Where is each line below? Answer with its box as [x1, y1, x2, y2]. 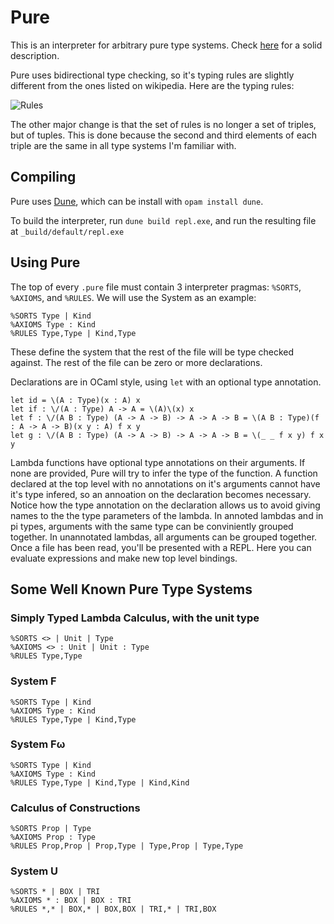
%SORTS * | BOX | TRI [10, 887, 101, 897]
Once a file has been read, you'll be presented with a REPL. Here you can [10, 541, 312, 553]
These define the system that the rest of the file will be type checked [10, 346, 295, 358]
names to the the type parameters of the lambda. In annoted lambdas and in [10, 509, 324, 521]
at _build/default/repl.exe [10, 225, 125, 237]
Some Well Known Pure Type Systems [10, 581, 253, 598]
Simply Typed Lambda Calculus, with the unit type [10, 611, 260, 625]
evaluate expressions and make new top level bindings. [10, 552, 238, 564]
